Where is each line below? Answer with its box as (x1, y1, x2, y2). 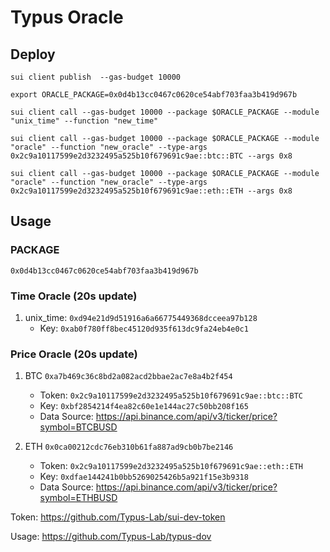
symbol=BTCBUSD (39, 421, 118, 433)
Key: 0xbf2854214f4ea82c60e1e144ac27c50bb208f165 (39, 400, 249, 412)
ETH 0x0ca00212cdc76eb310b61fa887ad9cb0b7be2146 (24, 441, 234, 453)
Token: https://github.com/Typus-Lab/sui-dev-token (10, 511, 226, 523)
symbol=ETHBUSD (39, 492, 118, 504)
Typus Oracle (10, 6, 124, 29)
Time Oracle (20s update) (10, 289, 138, 303)
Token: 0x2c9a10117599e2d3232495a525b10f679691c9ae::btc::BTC (39, 389, 303, 401)
